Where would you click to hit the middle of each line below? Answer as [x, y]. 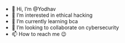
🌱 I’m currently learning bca [45, 21]
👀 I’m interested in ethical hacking [52, 15]
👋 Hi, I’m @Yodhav [34, 9]
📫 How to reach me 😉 [39, 34]
